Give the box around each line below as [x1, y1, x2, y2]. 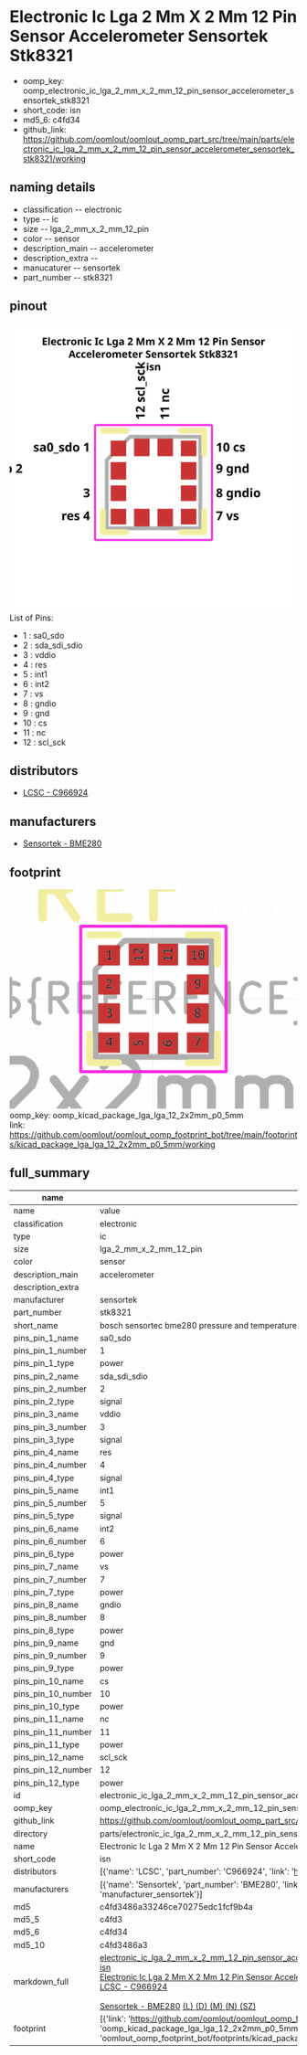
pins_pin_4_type [13, 1472, 75, 1483]
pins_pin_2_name [13, 1371, 79, 1382]
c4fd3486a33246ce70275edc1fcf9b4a [99, 1901, 253, 1912]
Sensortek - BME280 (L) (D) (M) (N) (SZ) [99, 2000, 257, 2011]
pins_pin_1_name [13, 1332, 79, 1343]
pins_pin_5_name [13, 1485, 79, 1496]
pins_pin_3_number [13, 1421, 87, 1432]
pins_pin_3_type [13, 1434, 75, 1445]
